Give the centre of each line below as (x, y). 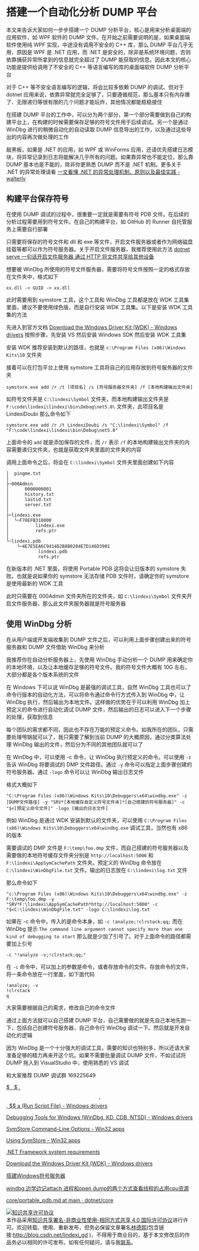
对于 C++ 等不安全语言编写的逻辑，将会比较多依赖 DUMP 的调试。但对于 (95, 87)
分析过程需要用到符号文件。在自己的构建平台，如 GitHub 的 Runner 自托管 (97, 221)
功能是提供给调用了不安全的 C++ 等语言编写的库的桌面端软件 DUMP (89, 67)
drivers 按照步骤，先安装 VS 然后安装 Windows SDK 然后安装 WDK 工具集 (96, 334)
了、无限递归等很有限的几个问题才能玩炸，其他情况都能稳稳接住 (84, 102)
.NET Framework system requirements (53, 1152)
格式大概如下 (22, 784)
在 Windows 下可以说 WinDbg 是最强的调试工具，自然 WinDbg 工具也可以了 (99, 687)
